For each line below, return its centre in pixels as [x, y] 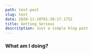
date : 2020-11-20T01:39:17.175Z [39, 19]
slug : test [16, 14]
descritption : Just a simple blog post [47, 28]
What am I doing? [27, 46]
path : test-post [22, 10]
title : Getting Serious [30, 24]
